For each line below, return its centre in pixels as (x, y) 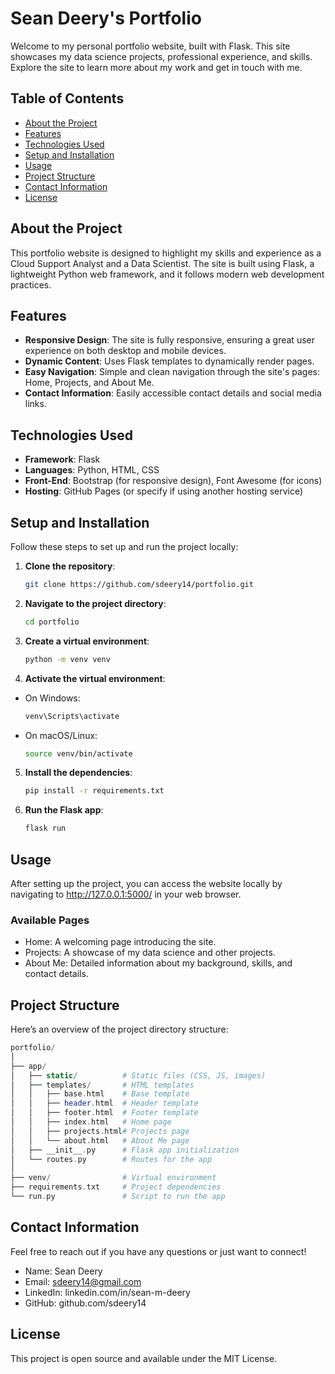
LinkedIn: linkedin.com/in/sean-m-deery (107, 1292)
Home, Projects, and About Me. (89, 383)
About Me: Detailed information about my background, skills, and (158, 963)
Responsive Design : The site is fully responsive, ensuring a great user (169, 340)
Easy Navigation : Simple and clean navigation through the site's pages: (172, 372)
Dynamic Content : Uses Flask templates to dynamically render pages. (169, 361)
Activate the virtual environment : (95, 678)
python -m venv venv (67, 659)
